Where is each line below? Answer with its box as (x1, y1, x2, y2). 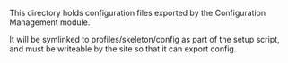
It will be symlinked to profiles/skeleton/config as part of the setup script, (9, 35, 280, 44)
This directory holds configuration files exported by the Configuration (9, 8, 266, 18)
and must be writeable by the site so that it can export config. (9, 43, 237, 54)
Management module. (9, 17, 91, 28)
